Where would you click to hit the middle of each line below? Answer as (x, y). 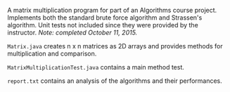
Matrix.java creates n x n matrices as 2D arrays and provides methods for (115, 46)
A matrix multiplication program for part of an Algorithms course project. (112, 10)
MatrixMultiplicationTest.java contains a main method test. (96, 67)
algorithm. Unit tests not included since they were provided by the (103, 25)
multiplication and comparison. (52, 53)
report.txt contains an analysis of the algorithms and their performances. (115, 81)
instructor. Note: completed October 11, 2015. (72, 32)
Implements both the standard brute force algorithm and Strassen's (105, 18)
